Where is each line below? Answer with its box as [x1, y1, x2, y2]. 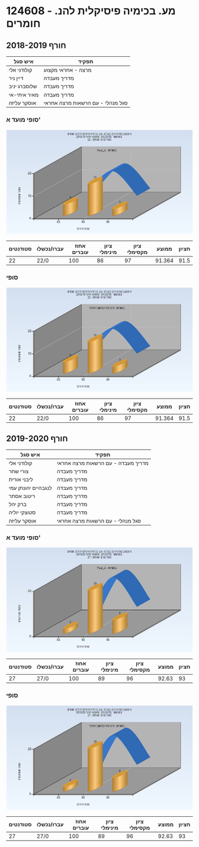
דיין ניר [8, 75, 24, 81]
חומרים [6, 17, 41, 30]
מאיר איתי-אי [8, 91, 39, 98]
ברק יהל [8, 500, 27, 508]
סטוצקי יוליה [8, 509, 36, 516]
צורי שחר [8, 468, 29, 475]
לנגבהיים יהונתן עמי [8, 484, 52, 491]
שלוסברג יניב [8, 83, 37, 90]
